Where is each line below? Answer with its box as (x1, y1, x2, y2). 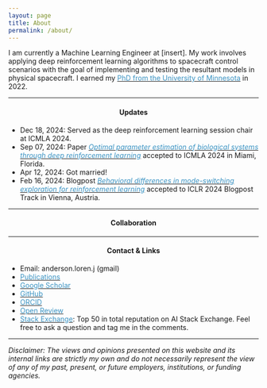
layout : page (8, 11, 52, 20)
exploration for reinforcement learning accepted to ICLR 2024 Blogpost (19, 184, 253, 194)
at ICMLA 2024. (19, 133, 72, 143)
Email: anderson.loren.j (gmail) (19, 263, 120, 273)
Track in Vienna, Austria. (19, 192, 101, 202)
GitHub (19, 289, 44, 298)
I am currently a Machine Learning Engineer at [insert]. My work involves (8, 48, 246, 58)
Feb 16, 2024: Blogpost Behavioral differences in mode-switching (19, 175, 234, 185)
